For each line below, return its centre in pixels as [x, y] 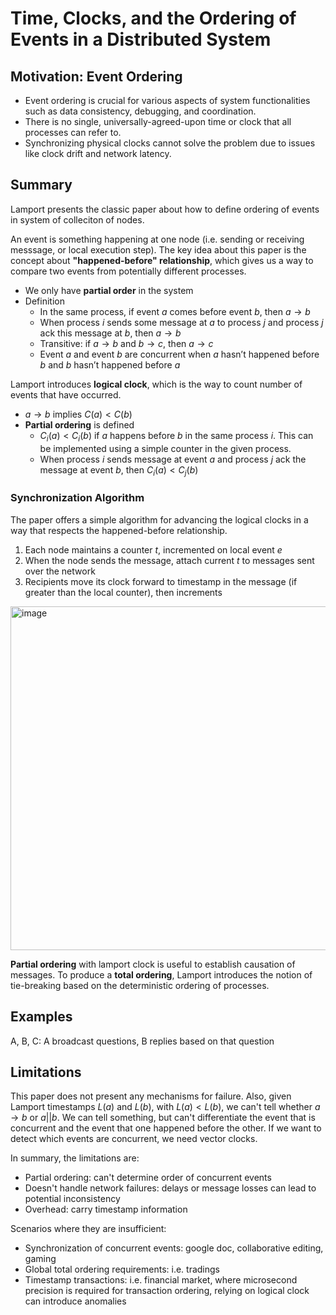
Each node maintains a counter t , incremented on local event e [153, 549]
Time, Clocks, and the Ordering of [153, 18]
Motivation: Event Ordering [96, 76]
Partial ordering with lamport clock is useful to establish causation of [153, 964]
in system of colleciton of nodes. [77, 219]
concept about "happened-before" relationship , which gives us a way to [162, 260]
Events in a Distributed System [141, 39]
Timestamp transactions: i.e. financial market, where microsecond [161, 1280]
